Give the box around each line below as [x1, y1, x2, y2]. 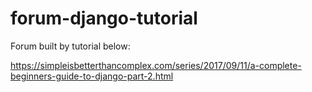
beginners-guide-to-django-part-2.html [10, 70, 174, 82]
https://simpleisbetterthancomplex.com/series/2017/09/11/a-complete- [10, 59, 302, 71]
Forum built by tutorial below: [10, 40, 131, 52]
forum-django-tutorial [10, 7, 198, 30]
